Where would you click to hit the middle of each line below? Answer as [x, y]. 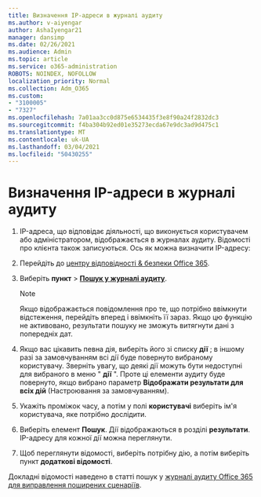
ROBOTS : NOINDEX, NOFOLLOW [52, 74]
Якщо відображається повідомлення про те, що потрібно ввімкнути [133, 309]
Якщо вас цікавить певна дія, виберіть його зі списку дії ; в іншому [132, 349]
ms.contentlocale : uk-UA [49, 139]
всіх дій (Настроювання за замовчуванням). [94, 391]
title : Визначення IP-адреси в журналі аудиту [85, 15]
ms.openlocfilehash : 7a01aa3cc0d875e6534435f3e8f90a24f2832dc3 [114, 118]
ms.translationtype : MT [47, 132]
